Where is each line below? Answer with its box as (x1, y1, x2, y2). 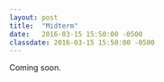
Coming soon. (9, 62, 61, 73)
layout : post (9, 12, 59, 22)
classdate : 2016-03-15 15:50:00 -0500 (9, 37, 155, 47)
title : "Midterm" (9, 21, 78, 30)
